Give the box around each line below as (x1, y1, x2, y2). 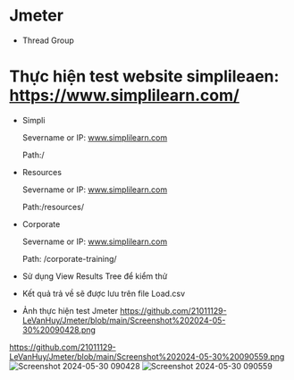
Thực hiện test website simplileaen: (9, 66, 280, 87)
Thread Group (21, 35, 74, 46)
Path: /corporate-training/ (21, 253, 118, 264)
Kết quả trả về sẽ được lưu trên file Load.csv (21, 288, 186, 299)
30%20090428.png (21, 324, 97, 335)
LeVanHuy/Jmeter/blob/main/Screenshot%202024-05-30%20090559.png (9, 350, 285, 362)
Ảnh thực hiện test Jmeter (21, 305, 119, 316)
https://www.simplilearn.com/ (9, 86, 239, 106)
